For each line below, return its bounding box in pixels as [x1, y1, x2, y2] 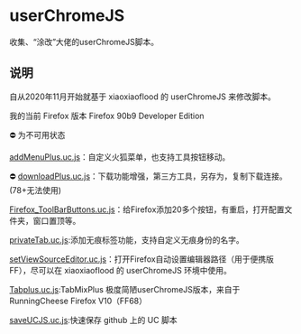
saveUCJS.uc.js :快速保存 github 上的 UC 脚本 [9, 314, 178, 325]
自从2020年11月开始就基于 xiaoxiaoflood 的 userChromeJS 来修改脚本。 [9, 91, 277, 102]
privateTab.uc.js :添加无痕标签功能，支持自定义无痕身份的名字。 [9, 234, 245, 245]
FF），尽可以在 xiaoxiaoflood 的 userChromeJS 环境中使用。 [9, 264, 232, 275]
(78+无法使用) [9, 184, 61, 195]
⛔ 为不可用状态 [9, 129, 66, 140]
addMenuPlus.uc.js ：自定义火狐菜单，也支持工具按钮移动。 [9, 151, 231, 162]
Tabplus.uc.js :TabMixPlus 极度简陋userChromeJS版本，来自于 [9, 283, 241, 294]
